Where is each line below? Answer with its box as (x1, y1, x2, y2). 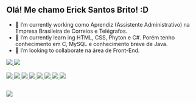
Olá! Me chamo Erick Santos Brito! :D (6, 5, 149, 15)
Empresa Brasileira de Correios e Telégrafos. (15, 27, 128, 35)
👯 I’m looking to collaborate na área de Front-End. (15, 47, 140, 54)
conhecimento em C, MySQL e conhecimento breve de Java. (15, 40, 168, 47)
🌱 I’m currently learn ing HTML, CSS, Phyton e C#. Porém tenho (15, 33, 175, 41)
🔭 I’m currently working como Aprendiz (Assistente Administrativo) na (15, 21, 190, 28)
